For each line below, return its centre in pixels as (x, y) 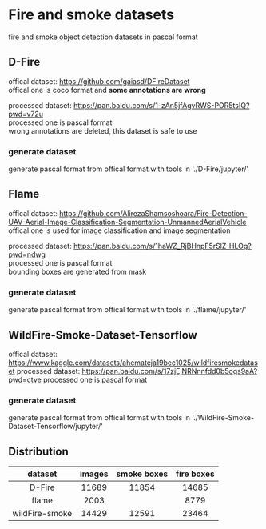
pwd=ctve (25, 379)
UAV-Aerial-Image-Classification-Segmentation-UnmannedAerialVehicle (127, 222)
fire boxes (195, 474)
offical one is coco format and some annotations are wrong (107, 90)
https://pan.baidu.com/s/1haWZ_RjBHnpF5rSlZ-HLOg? (162, 246)
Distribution (39, 451)
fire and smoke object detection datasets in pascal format (103, 37)
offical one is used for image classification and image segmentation (119, 230)
